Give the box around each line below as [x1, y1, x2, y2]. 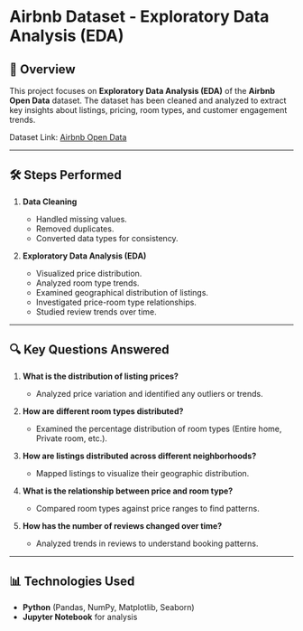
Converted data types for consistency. [35, 232, 179, 243]
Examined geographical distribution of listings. [35, 287, 209, 297]
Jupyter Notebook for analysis [22, 612, 138, 623]
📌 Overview [9, 61, 76, 77]
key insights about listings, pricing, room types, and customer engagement [9, 105, 288, 115]
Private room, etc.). [35, 432, 108, 444]
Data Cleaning [22, 196, 78, 207]
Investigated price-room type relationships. [35, 297, 197, 307]
